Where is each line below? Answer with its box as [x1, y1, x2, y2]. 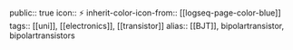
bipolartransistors [9, 30, 75, 41]
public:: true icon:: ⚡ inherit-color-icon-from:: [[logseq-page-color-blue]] [9, 7, 281, 18]
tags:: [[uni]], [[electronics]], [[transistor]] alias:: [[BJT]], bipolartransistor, [9, 21, 285, 31]
